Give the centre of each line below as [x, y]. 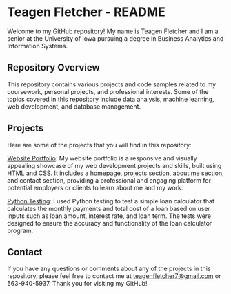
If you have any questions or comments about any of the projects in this [109, 269]
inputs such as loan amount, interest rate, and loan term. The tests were [109, 216]
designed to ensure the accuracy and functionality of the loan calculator [110, 223]
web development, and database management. [74, 106]
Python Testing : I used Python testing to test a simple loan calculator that [111, 201]
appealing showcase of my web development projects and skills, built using [114, 165]
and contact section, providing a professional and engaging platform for [109, 180]
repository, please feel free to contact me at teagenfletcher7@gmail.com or [114, 276]
